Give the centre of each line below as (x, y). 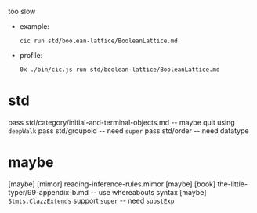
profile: (31, 55)
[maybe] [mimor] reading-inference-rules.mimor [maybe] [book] (112, 184)
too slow (22, 11)
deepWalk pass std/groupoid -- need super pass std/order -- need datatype (128, 130)
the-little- (233, 184)
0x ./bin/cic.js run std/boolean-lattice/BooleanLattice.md (119, 70)
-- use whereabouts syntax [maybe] (148, 192)
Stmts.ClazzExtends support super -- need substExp (91, 200)
